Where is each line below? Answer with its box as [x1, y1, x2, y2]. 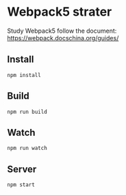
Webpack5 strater [7, 4, 112, 20]
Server [7, 163, 37, 175]
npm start [7, 181, 36, 188]
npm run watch [7, 145, 48, 152]
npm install [7, 72, 41, 78]
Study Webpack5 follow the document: [7, 27, 117, 35]
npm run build [7, 108, 48, 115]
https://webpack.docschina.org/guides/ [7, 33, 119, 42]
